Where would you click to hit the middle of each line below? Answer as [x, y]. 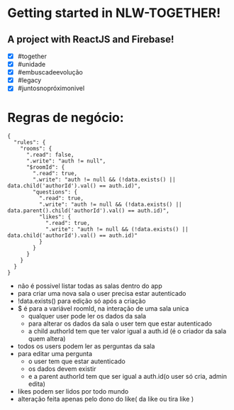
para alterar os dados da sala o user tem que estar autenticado [120, 323]
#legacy [29, 80]
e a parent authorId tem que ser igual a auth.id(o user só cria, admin [127, 377]
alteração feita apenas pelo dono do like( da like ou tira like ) [106, 399]
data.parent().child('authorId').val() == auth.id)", [89, 211]
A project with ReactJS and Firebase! [91, 39]
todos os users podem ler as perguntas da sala [86, 346]
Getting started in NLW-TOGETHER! [114, 13]
